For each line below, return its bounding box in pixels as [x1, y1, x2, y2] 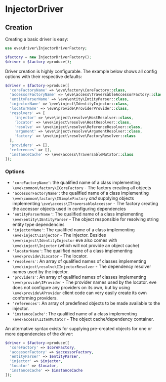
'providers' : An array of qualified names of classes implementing [12, 274, 147, 280]
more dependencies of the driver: [5, 331, 74, 337]
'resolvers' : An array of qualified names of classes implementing [12, 258, 147, 264]
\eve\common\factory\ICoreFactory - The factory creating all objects [12, 184, 152, 191]
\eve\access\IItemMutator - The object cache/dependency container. [12, 316, 154, 322]
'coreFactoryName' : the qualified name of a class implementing [12, 179, 140, 185]
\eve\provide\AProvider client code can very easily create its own [12, 290, 147, 296]
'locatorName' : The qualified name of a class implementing [12, 248, 133, 254]
